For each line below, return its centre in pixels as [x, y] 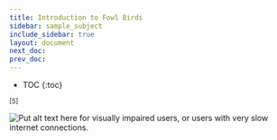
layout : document [42, 43]
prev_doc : [28, 59]
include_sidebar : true [52, 34]
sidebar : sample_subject [56, 26]
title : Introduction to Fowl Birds [76, 17]
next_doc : [28, 51]
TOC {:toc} [42, 85]
